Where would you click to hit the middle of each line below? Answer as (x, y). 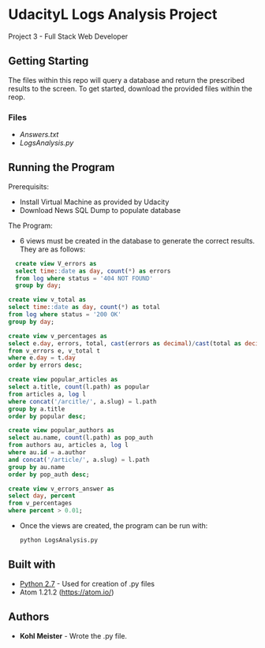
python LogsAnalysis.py (59, 540)
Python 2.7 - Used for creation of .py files (87, 583)
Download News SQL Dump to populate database (100, 210)
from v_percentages (40, 503)
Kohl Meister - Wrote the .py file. (73, 635)
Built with (32, 565)
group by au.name (37, 467)
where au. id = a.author (47, 452)
